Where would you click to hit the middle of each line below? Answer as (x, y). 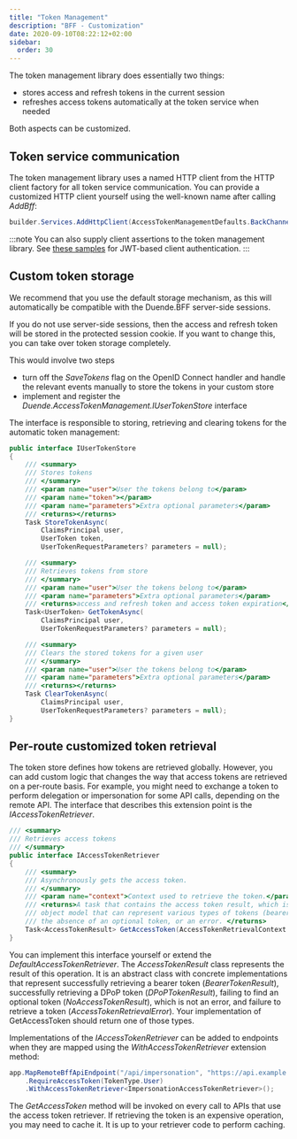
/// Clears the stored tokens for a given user (114, 653)
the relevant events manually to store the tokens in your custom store (148, 387)
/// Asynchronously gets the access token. (107, 880)
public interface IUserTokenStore (73, 448)
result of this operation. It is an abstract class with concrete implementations (148, 974)
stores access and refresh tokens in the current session (123, 93)
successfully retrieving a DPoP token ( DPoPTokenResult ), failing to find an (144, 992)
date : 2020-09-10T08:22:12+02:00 (71, 34)
